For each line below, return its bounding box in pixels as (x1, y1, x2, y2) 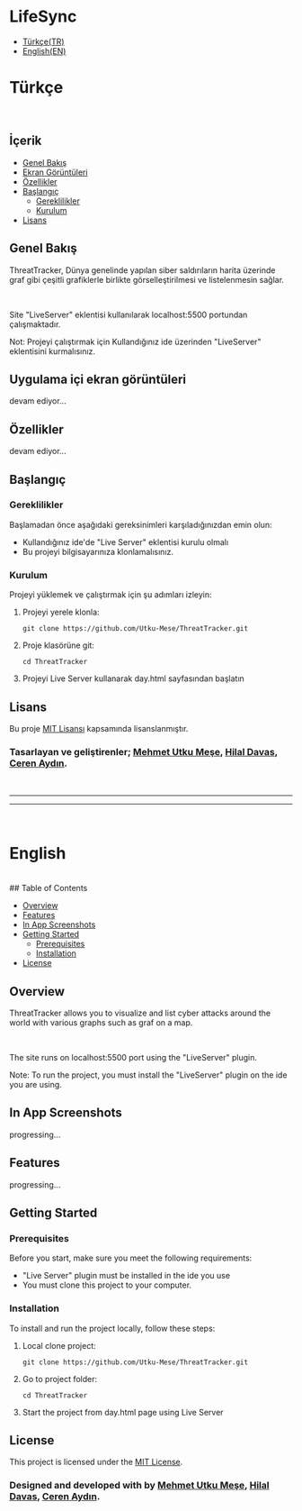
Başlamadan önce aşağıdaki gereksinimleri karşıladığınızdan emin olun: (9, 519, 272, 530)
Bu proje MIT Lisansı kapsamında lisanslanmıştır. (9, 723, 189, 733)
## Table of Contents (9, 883, 88, 894)
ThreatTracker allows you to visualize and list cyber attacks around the (9, 1007, 271, 1018)
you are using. (9, 1079, 63, 1089)
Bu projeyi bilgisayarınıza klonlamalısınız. (22, 546, 173, 557)
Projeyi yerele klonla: (22, 606, 101, 618)
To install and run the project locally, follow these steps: (9, 1323, 216, 1334)
